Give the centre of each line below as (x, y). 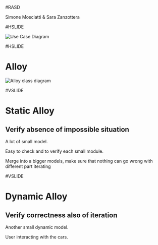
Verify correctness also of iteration (61, 215)
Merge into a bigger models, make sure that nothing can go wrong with (79, 161)
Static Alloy (30, 111)
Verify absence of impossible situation (67, 129)
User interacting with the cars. (37, 237)
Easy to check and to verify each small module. (54, 151)
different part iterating (28, 166)
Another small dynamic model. (37, 227)
